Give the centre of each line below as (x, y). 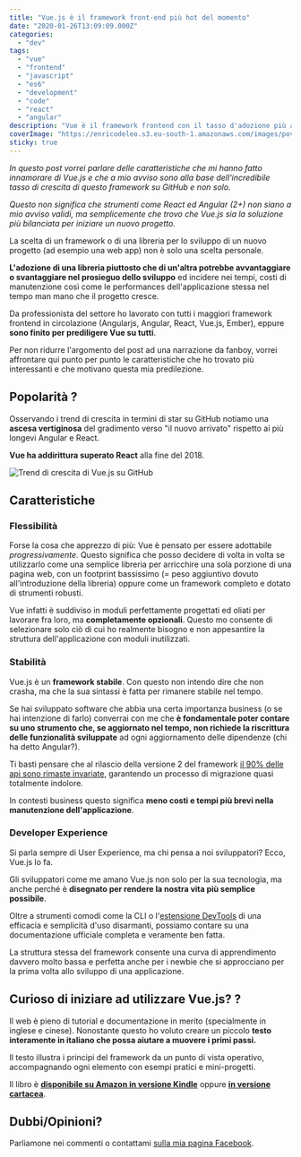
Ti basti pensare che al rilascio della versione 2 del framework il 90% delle (146, 764)
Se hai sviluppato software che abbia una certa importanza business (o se (146, 708)
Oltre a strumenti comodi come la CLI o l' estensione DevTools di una (135, 915)
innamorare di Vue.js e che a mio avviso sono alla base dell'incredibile (140, 177)
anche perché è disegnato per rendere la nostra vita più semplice (132, 888)
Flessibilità (34, 526)
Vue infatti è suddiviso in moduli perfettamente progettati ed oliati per (138, 611)
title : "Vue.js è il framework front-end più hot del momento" (130, 17)
